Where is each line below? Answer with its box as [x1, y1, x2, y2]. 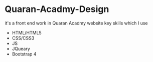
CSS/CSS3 [12, 35, 35, 41]
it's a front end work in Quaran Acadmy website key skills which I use [5, 20, 148, 26]
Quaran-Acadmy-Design [5, 3, 109, 15]
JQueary [12, 45, 31, 51]
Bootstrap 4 [12, 51, 37, 57]
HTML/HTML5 [12, 29, 42, 35]
